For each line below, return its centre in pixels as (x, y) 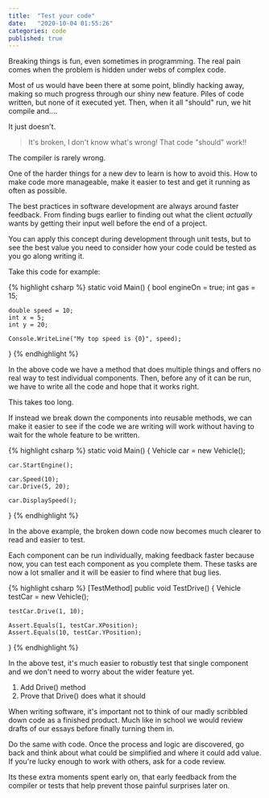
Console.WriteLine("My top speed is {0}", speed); (95, 339)
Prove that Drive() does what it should (83, 696)
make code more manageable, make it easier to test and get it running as (129, 182)
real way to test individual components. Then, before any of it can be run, (130, 378)
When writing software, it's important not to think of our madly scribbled (128, 712)
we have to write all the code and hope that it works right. (104, 387)
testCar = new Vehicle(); (49, 596)
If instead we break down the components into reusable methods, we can (130, 418)
